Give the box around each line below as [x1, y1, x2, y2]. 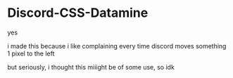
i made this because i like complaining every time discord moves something [7, 41, 227, 50]
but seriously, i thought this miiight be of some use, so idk [7, 63, 175, 71]
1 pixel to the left [7, 49, 55, 58]
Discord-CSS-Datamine [7, 5, 149, 21]
